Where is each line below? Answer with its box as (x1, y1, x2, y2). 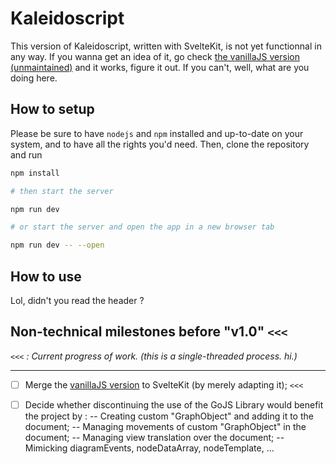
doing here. (10, 72, 58, 84)
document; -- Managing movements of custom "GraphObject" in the (24, 420, 307, 432)
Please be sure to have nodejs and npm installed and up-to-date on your (10, 127, 304, 139)
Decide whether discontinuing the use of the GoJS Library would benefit (24, 398, 324, 411)
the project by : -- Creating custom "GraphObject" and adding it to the (24, 410, 314, 422)
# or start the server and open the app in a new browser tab (10, 222, 275, 232)
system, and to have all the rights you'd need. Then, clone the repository (10, 138, 310, 150)
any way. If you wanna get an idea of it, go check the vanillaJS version (10, 50, 300, 62)
